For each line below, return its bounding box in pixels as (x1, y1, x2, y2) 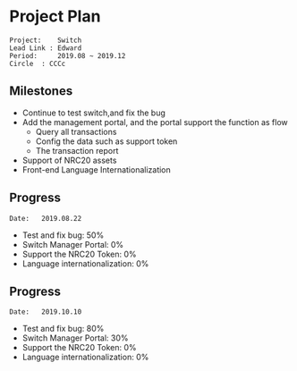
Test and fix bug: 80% (21, 324, 105, 334)
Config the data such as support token (35, 136, 178, 147)
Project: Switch (9, 36, 82, 45)
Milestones (9, 83, 73, 99)
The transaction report (35, 145, 119, 156)
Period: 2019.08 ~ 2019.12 (9, 51, 126, 60)
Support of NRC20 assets (21, 155, 117, 165)
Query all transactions (35, 126, 117, 137)
